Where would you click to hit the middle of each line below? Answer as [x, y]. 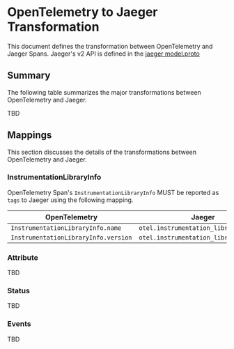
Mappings [30, 135]
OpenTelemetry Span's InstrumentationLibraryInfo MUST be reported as [113, 192]
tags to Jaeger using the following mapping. [70, 200]
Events [19, 324]
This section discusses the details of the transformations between [102, 152]
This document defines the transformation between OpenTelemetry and [110, 46]
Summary [29, 76]
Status [18, 291]
